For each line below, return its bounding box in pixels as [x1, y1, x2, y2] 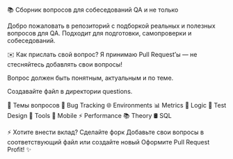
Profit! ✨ [7, 145, 32, 153]
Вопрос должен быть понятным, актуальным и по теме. [7, 74, 174, 82]
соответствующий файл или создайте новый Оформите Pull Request [7, 138, 210, 146]
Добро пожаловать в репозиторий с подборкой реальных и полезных [7, 22, 216, 30]
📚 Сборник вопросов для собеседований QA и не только [7, 6, 179, 14]
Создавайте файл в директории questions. [7, 87, 133, 95]
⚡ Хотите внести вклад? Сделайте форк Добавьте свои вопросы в [7, 128, 204, 136]
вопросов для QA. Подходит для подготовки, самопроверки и [7, 29, 192, 37]
